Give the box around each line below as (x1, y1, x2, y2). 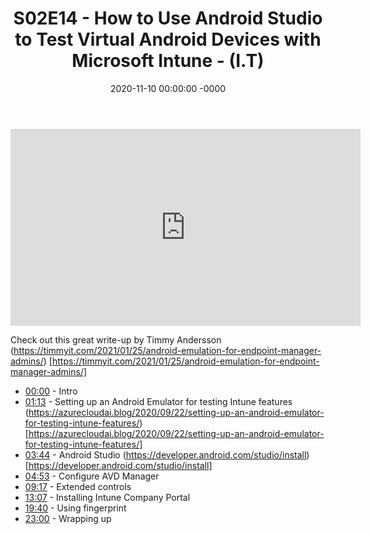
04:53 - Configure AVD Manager (24, 470, 160, 482)
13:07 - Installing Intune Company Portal (24, 491, 191, 503)
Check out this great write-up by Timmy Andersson (10, 333, 222, 346)
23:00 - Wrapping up (24, 512, 112, 524)
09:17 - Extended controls (24, 480, 132, 492)
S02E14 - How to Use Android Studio (13, 7, 323, 30)
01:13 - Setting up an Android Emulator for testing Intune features (24, 395, 293, 407)
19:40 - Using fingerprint (24, 502, 127, 514)
